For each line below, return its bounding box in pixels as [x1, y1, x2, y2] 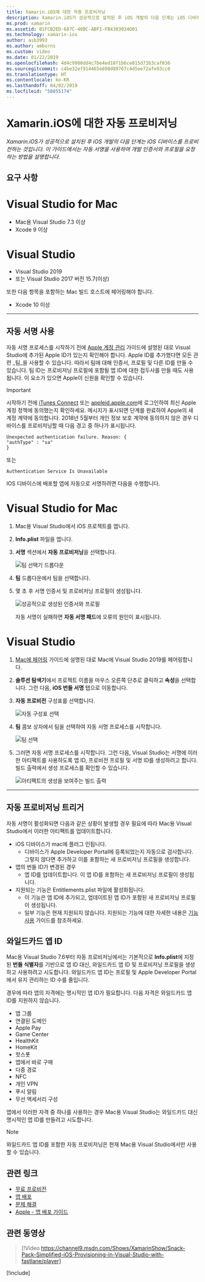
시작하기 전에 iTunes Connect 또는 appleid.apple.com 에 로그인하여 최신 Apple [6, 399, 196, 406]
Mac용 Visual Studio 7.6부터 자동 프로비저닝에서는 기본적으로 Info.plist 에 [6, 953, 183, 961]
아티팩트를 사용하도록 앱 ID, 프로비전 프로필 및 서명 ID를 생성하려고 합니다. [21, 756, 198, 764]
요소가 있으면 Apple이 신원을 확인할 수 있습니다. [30, 374, 145, 381]
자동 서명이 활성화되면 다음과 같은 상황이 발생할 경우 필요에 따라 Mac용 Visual [6, 820, 192, 827]
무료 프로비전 [15, 1186, 47, 1193]
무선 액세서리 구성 [15, 1095, 58, 1103]
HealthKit [15, 1037, 39, 1045]
